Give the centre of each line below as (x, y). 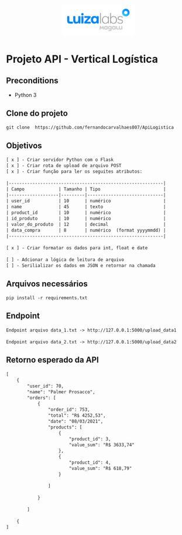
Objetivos (24, 146)
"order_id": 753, (69, 409)
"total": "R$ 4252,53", (77, 415)
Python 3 (25, 95)
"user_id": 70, (46, 386)
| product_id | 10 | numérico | (86, 213)
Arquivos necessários (47, 284)
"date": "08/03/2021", (75, 421)
